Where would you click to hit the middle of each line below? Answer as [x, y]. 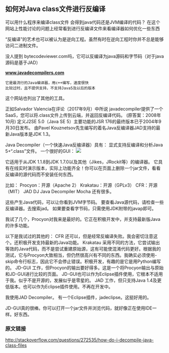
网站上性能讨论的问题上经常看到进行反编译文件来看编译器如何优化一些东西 [82, 28]
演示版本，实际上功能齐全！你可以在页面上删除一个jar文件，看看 [94, 168]
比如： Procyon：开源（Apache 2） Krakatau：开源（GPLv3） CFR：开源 [81, 185]
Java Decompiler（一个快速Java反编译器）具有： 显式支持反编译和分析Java [84, 145]
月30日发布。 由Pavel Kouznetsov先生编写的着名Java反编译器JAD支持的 [81, 128]
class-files [16, 345]
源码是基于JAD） [23, 63]
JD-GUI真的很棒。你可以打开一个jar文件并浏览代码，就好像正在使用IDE [79, 308]
